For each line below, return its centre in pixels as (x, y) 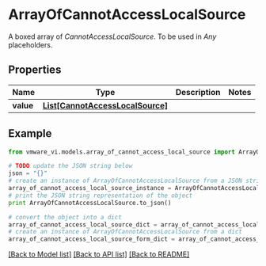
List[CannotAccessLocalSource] (105, 105)
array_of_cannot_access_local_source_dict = (83, 224)
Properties (35, 70)
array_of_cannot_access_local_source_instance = (90, 188)
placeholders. (30, 44)
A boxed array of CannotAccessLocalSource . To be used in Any (112, 36)
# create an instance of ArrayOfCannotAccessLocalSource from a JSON (125, 181)
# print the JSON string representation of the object (101, 196)
